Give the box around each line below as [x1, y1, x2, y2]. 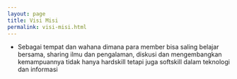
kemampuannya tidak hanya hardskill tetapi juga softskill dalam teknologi [17, 58, 230, 66]
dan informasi [17, 65, 58, 74]
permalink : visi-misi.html [7, 23, 87, 30]
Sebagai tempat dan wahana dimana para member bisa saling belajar [17, 43, 219, 51]
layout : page [7, 10, 46, 18]
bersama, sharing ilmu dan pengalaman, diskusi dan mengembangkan [17, 50, 222, 59]
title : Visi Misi [7, 17, 59, 24]
